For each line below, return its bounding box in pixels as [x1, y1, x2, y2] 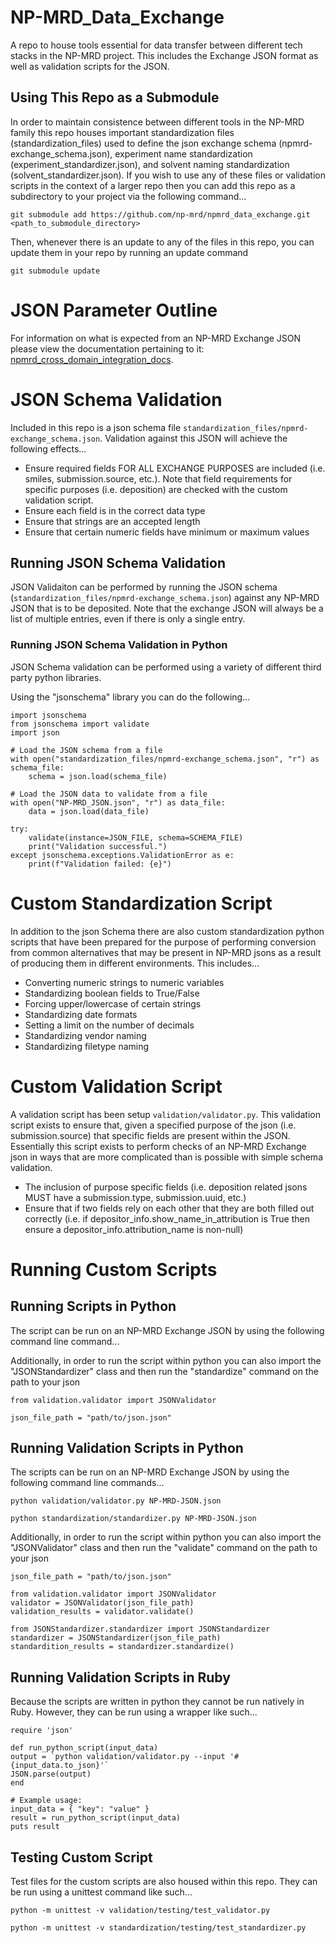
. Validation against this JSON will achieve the [99, 432, 288, 444]
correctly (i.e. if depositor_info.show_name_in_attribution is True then [24, 1212, 310, 1225]
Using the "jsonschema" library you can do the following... [10, 691, 251, 703]
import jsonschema [10, 710, 87, 720]
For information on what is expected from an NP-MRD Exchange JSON [10, 332, 302, 344]
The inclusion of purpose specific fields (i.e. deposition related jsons [24, 1181, 308, 1193]
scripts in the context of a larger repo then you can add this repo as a [10, 179, 296, 191]
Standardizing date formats [24, 1008, 138, 1020]
